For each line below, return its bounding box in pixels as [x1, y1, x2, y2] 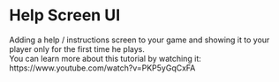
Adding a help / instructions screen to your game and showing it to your [9, 34, 270, 45]
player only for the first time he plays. [9, 43, 146, 54]
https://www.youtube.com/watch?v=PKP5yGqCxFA [9, 63, 196, 73]
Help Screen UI [9, 5, 121, 26]
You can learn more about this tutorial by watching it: [9, 53, 201, 63]
